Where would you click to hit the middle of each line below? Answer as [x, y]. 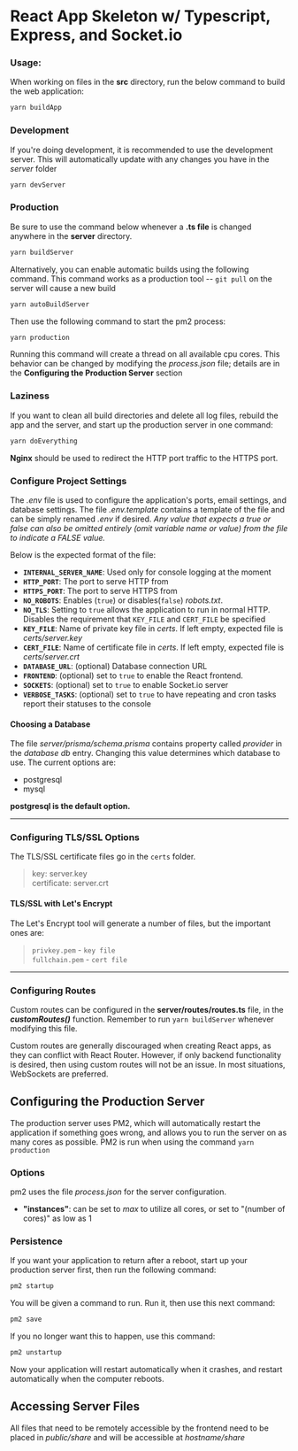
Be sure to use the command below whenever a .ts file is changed [131, 227]
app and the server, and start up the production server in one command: [141, 424]
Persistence [36, 1241]
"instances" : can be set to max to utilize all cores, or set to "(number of [154, 1209]
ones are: [27, 932]
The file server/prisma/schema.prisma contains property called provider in [146, 744]
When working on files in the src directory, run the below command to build [148, 82]
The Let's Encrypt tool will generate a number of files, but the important [141, 923]
